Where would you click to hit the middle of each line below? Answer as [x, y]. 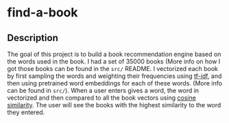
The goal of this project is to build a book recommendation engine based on [114, 54]
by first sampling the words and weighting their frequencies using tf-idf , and [114, 76]
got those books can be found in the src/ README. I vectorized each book [112, 69]
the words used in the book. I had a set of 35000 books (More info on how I [114, 61]
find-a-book [43, 13]
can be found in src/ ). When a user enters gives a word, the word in [103, 91]
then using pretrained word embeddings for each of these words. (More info [115, 83]
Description [33, 38]
